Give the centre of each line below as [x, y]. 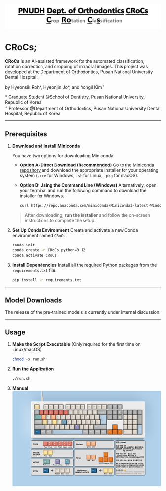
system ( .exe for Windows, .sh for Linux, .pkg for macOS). [79, 176]
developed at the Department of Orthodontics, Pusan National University [79, 72]
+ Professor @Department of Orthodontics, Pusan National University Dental [83, 108]
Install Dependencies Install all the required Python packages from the [84, 265]
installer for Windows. [42, 196]
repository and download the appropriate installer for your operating [89, 170]
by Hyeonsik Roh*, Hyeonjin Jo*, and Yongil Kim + [55, 87]
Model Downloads [34, 300]
